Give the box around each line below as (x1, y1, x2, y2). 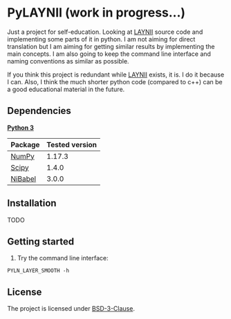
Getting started (7, 235, 75, 247)
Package (10, 139, 40, 149)
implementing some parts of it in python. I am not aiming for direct (7, 35, 196, 43)
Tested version (46, 139, 98, 149)
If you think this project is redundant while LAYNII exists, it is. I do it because (7, 70, 225, 79)
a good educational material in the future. (7, 85, 125, 93)
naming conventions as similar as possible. (7, 57, 129, 65)
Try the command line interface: (17, 254, 109, 262)
